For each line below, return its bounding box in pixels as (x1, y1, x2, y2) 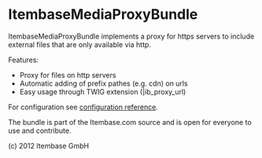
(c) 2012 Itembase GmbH (8, 141, 89, 150)
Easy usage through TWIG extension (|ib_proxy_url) (19, 86, 186, 96)
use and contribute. (8, 126, 72, 135)
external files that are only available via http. (8, 39, 152, 49)
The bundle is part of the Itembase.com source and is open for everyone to (8, 117, 252, 127)
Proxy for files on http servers (19, 70, 116, 79)
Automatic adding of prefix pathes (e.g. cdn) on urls (19, 79, 188, 88)
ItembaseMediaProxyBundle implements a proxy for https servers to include (8, 31, 255, 41)
